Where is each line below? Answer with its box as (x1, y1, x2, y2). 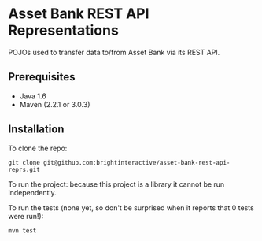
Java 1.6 (19, 91, 47, 101)
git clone (8, 158, 41, 166)
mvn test (8, 226, 37, 235)
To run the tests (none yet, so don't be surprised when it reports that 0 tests (8, 202, 254, 213)
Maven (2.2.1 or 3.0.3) (19, 99, 90, 109)
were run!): (8, 211, 44, 221)
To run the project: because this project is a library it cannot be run (8, 179, 225, 189)
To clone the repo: (8, 143, 68, 153)
